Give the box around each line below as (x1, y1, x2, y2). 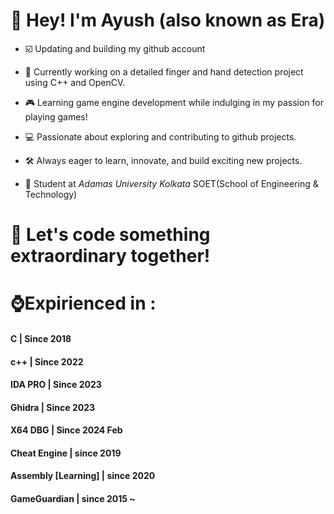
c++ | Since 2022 (10, 355, 84, 368)
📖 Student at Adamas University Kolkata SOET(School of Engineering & (24, 177, 319, 189)
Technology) (24, 188, 78, 200)
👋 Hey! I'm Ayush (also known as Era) (10, 9, 326, 32)
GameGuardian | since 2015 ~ (10, 493, 136, 505)
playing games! (24, 110, 88, 123)
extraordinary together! (10, 245, 211, 268)
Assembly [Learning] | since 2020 (10, 470, 156, 482)
